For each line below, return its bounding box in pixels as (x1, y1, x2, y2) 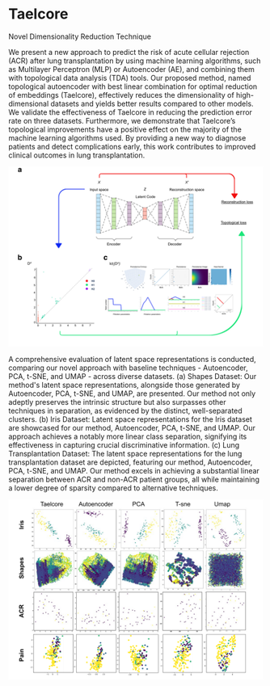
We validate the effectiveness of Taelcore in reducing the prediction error (8, 107, 253, 117)
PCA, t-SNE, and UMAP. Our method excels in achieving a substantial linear (8, 466, 260, 476)
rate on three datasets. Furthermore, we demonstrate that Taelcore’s (8, 116, 236, 125)
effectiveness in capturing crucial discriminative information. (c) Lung (8, 440, 240, 450)
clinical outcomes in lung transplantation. (8, 150, 146, 160)
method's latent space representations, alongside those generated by (8, 381, 241, 390)
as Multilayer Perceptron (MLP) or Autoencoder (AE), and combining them (8, 64, 255, 74)
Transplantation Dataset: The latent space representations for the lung (8, 449, 243, 459)
